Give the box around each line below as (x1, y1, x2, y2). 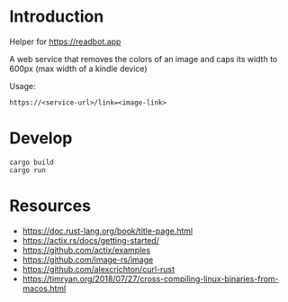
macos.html (22, 282, 67, 294)
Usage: (9, 80, 36, 91)
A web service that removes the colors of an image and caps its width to (9, 53, 278, 64)
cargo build (9, 158, 54, 167)
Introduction (9, 6, 104, 27)
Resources (9, 196, 92, 216)
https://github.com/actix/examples (22, 244, 151, 255)
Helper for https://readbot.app (9, 36, 121, 47)
